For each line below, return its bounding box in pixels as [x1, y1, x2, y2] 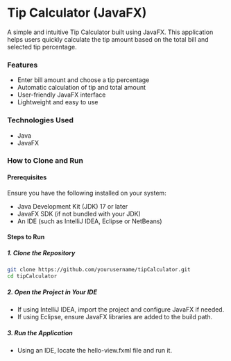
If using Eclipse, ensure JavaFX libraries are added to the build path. [17, 312, 213, 321]
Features [7, 60, 38, 70]
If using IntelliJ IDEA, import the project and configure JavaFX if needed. [17, 305, 225, 314]
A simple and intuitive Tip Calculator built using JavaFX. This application [7, 28, 214, 36]
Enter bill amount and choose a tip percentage [17, 76, 150, 84]
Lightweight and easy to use [17, 98, 99, 106]
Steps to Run [7, 233, 45, 241]
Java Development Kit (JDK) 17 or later [17, 202, 128, 210]
